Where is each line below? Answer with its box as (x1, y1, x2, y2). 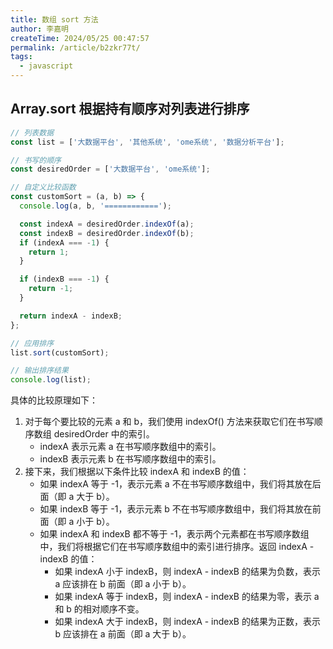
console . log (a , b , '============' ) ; (19, 201, 172, 211)
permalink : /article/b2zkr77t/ (10, 42, 141, 53)
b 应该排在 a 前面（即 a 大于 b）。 (54, 628, 192, 640)
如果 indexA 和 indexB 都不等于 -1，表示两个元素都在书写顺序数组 (39, 528, 310, 540)
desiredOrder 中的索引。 (53, 428, 155, 440)
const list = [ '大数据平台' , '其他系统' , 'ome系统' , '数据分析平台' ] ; (10, 137, 285, 147)
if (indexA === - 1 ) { (19, 237, 110, 248)
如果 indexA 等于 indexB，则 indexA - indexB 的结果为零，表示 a (54, 591, 320, 603)
